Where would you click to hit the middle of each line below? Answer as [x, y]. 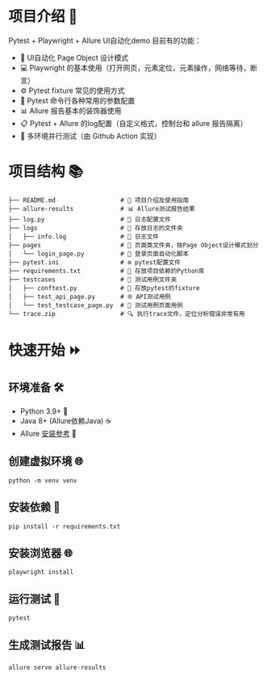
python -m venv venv [43, 480]
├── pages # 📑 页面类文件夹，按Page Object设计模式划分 [133, 245]
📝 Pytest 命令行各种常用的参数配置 [77, 100]
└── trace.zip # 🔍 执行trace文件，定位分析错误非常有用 [127, 314]
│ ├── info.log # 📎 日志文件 [84, 236]
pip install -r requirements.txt [65, 526]
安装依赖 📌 [34, 507]
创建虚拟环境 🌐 [46, 461]
